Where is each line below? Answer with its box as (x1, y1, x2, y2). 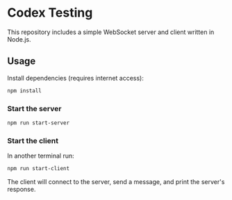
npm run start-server (7, 119, 70, 126)
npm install (7, 87, 42, 94)
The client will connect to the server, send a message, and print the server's (7, 177, 225, 185)
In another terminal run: (7, 151, 74, 160)
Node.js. (7, 35, 31, 43)
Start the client (7, 135, 59, 145)
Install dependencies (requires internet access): (7, 74, 144, 82)
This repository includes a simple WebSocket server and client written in (7, 28, 215, 36)
